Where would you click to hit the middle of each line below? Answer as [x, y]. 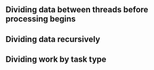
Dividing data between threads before [77, 10]
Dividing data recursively [53, 39]
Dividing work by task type [56, 60]
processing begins [41, 19]
